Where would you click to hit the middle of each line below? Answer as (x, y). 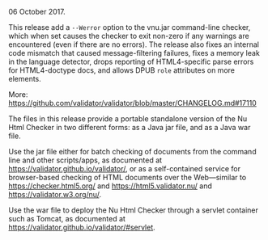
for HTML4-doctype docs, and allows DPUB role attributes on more (121, 70)
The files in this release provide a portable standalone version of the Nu (128, 119)
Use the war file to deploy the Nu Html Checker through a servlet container (134, 210)
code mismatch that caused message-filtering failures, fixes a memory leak (134, 53)
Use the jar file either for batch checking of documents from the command (132, 152)
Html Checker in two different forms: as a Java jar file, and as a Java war (130, 127)
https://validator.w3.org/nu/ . (55, 194)
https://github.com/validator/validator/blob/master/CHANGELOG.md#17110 (132, 103)
